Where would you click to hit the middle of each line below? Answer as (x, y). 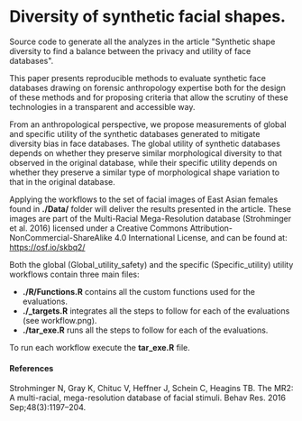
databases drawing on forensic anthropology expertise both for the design (147, 87)
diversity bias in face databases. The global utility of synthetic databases (145, 143)
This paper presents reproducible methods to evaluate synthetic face (137, 78)
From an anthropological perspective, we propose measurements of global (148, 124)
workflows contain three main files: (74, 274)
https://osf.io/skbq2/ (47, 247)
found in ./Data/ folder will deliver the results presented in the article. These (150, 208)
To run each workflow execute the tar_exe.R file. (100, 347)
